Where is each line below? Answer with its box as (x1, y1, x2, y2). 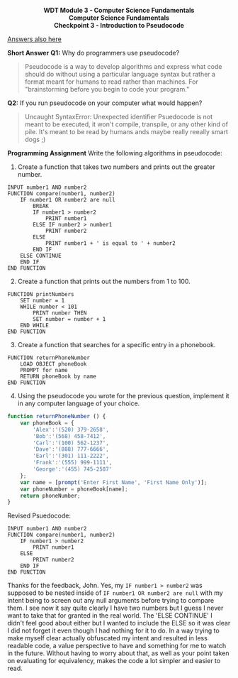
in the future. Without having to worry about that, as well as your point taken (7, 649, 229, 657)
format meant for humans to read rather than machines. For (24, 77, 198, 86)
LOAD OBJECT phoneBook (20, 361, 87, 368)
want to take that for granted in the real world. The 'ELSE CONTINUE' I (7, 611, 212, 620)
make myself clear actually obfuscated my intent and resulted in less (7, 634, 208, 643)
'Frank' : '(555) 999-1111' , (33, 459, 113, 466)
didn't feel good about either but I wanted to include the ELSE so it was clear (7, 619, 231, 628)
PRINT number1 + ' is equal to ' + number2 (45, 240, 176, 247)
